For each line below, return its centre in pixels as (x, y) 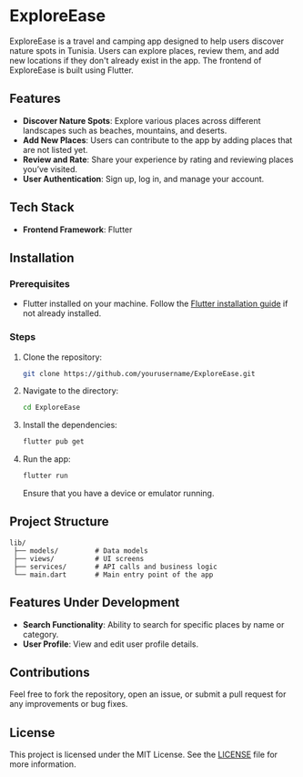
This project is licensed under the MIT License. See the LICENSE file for (144, 755)
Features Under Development (95, 603)
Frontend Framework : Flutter (77, 230)
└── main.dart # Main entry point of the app (113, 575)
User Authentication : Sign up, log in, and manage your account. (143, 179)
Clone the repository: (62, 357)
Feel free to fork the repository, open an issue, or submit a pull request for (148, 694)
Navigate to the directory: (71, 391)
